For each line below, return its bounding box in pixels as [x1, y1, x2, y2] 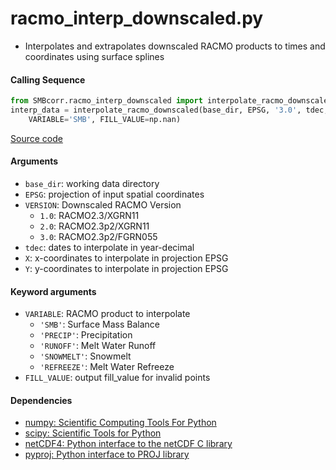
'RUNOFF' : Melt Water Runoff [39, 340, 157, 352]
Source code [10, 132, 63, 144]
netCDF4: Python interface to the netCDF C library [24, 438, 233, 450]
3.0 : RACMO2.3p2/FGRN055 [39, 230, 158, 242]
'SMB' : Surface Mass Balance [39, 318, 160, 331]
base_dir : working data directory [24, 177, 160, 189]
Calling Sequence [10, 73, 86, 86]
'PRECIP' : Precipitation [39, 329, 133, 341]
